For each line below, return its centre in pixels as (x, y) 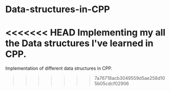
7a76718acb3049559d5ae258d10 (130, 78)
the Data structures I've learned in (79, 43)
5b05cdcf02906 (112, 84)
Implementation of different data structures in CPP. (59, 68)
